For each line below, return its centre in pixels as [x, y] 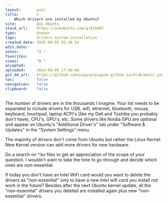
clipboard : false [27, 89]
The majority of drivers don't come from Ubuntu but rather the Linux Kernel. [83, 139]
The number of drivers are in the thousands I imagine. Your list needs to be [82, 103]
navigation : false [27, 84]
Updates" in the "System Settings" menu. [48, 129]
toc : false [27, 79]
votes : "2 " [25, 51]
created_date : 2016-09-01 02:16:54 [42, 42]
